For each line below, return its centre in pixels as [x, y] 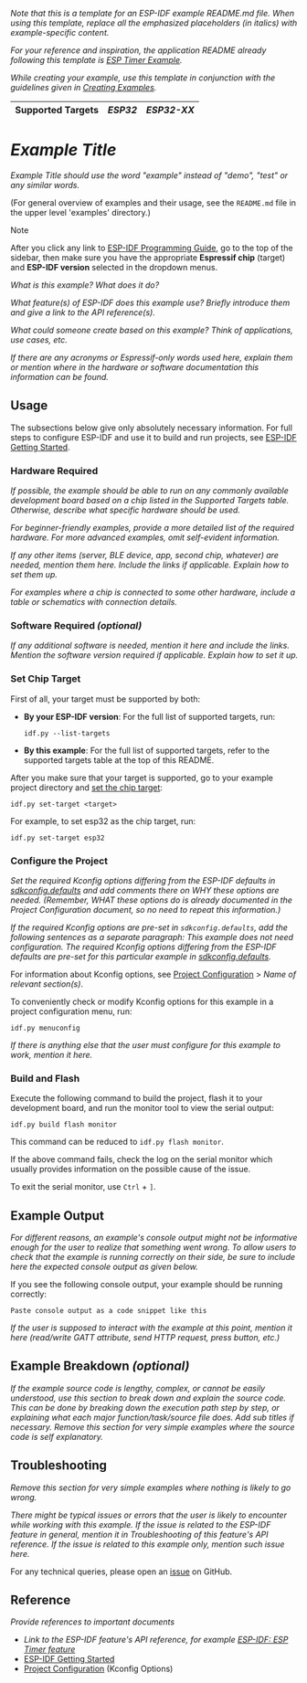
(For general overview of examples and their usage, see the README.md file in [153, 202]
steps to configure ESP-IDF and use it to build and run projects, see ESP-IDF [154, 437]
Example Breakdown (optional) [100, 1366]
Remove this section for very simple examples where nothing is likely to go [151, 1487]
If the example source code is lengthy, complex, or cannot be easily [138, 1388]
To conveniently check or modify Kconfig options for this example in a [142, 1001]
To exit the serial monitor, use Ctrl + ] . [83, 1187]
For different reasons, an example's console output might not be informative [154, 1238]
